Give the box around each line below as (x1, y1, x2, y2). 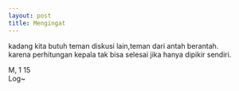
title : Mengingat (8, 19, 66, 27)
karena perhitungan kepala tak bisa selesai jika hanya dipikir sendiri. (8, 49, 232, 59)
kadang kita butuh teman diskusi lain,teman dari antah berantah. (8, 41, 219, 50)
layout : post (8, 11, 52, 20)
